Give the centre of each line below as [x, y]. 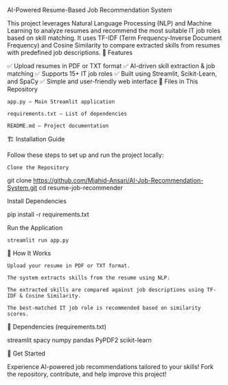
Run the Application [35, 228]
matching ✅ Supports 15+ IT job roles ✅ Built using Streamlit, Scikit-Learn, [112, 74]
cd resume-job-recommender [81, 188]
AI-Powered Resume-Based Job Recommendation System [90, 10]
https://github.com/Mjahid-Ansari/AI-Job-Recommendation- [118, 180]
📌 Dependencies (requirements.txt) [57, 327]
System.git [22, 188]
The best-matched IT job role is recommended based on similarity [104, 308]
